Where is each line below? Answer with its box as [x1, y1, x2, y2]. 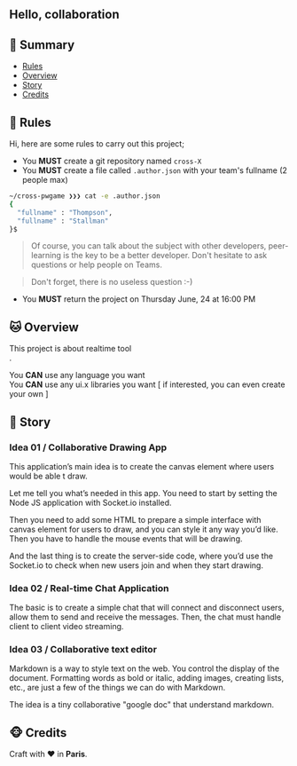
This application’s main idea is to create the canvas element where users [9, 461, 275, 471]
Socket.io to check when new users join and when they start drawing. [9, 559, 264, 571]
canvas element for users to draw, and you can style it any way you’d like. [9, 524, 279, 534]
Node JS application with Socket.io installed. [9, 497, 172, 508]
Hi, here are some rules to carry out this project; [9, 138, 184, 149]
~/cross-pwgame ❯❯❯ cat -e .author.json [9, 192, 161, 201]
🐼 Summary [9, 37, 75, 52]
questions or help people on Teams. [30, 259, 162, 270]
